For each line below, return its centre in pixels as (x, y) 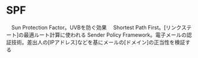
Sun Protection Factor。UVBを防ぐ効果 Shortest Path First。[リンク (96, 27)
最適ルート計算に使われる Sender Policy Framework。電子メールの (105, 35)
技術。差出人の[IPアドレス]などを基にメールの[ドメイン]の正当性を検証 (98, 42)
